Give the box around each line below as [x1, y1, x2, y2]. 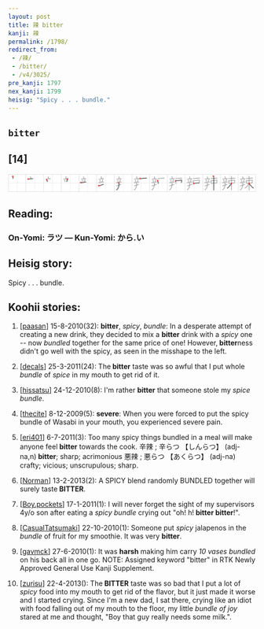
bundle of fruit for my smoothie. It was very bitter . [19, 531, 182, 541]
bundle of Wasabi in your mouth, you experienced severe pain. [19, 417, 223, 427]
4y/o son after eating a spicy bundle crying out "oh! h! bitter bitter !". [19, 508, 240, 517]
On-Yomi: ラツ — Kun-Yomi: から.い [8, 232, 145, 243]
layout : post [8, 13, 51, 20]
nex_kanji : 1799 [8, 87, 61, 95]
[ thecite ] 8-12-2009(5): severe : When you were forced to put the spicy [19, 409, 249, 419]
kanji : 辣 [8, 29, 39, 37]
